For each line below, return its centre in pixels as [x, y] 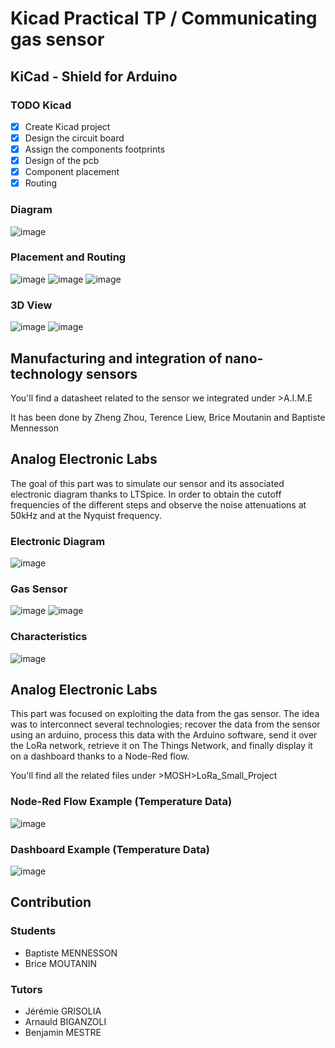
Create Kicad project [67, 126]
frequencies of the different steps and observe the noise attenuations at [158, 504]
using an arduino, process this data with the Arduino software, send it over [164, 735]
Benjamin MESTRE [63, 1033]
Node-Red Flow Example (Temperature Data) [121, 802]
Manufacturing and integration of [116, 358]
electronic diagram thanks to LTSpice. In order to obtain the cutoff [146, 494]
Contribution [51, 902]
